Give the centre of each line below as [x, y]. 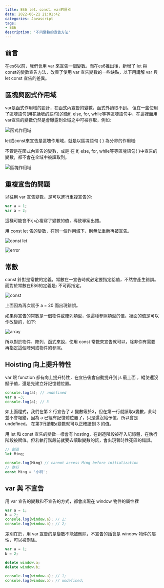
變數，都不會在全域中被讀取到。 [37, 157]
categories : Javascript [29, 19]
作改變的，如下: [21, 322]
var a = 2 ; [16, 211]
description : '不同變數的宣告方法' [38, 32]
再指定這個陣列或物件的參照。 [35, 348]
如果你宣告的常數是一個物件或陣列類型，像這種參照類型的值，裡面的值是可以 [82, 316]
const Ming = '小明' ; [26, 472]
